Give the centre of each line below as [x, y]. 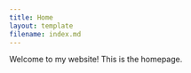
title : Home [31, 17]
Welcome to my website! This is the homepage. [96, 60]
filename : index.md [45, 34]
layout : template [41, 26]
